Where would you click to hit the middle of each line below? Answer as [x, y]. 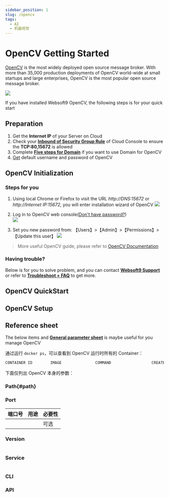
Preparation [24, 124]
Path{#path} [21, 387]
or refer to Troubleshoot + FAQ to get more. [51, 275]
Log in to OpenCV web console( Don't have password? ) [69, 214]
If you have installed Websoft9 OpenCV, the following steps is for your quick [84, 103]
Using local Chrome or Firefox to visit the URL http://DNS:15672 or [81, 198]
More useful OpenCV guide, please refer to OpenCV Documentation [88, 246]
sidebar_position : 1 [27, 10]
